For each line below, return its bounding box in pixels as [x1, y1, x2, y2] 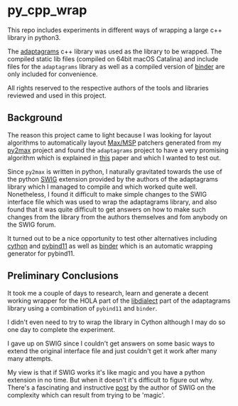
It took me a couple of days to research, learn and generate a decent [7, 288, 209, 297]
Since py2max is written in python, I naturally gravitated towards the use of [7, 167, 222, 176]
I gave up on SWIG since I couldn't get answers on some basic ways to [7, 339, 215, 348]
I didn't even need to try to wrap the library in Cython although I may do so [7, 318, 226, 326]
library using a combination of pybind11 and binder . [7, 303, 158, 312]
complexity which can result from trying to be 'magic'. [7, 390, 166, 399]
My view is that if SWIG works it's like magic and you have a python [7, 368, 205, 376]
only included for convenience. [7, 70, 98, 78]
